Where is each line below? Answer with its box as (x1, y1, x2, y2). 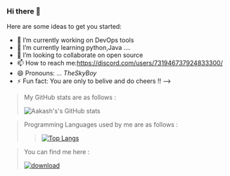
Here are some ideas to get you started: (6, 23, 122, 31)
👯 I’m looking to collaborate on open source (16, 51, 143, 59)
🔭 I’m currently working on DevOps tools (16, 36, 134, 44)
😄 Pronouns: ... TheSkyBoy (16, 69, 97, 77)
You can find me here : (23, 148, 90, 156)
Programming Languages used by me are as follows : (23, 120, 179, 129)
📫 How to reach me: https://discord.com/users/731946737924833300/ (16, 59, 223, 68)
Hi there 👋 (6, 6, 41, 16)
